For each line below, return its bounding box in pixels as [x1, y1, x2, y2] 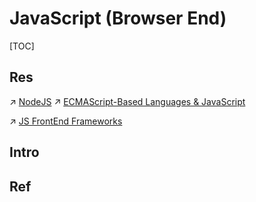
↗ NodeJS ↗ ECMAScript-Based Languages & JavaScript [9, 95, 246, 107]
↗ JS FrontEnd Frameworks [9, 115, 123, 127]
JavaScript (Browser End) [9, 7, 227, 30]
